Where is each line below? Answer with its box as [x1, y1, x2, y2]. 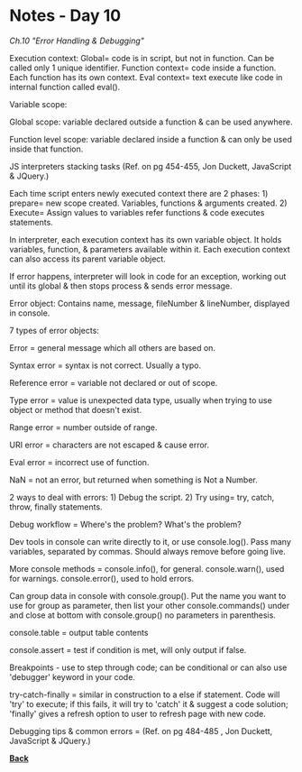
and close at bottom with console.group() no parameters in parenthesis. [9, 610, 277, 620]
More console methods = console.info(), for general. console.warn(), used [9, 563, 285, 574]
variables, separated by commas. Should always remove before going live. [9, 546, 286, 556]
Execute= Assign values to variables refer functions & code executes [9, 207, 265, 217]
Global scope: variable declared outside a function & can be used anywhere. [9, 116, 293, 127]
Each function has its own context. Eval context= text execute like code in [9, 71, 283, 82]
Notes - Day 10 [9, 5, 122, 26]
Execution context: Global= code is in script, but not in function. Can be [9, 52, 275, 63]
